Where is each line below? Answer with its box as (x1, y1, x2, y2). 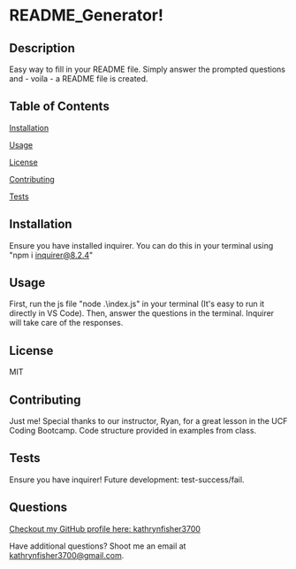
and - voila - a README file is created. (9, 73, 148, 84)
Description (9, 41, 75, 56)
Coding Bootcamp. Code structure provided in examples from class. (9, 426, 257, 436)
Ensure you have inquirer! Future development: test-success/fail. (9, 474, 245, 485)
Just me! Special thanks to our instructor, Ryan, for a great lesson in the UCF (9, 416, 288, 427)
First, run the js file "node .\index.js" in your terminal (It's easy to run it (9, 298, 265, 310)
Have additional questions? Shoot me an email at (9, 541, 186, 551)
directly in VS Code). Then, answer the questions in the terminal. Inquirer (9, 308, 275, 319)
